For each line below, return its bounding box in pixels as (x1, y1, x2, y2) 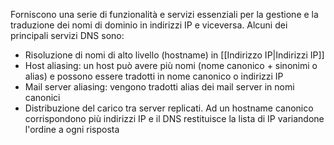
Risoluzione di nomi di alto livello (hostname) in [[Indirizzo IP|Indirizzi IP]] (24, 49, 325, 61)
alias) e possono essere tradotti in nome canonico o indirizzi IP (24, 70, 284, 82)
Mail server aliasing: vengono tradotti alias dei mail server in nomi (24, 81, 295, 93)
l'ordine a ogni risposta (24, 124, 120, 135)
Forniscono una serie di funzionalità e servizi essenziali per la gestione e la (10, 9, 319, 20)
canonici (24, 92, 61, 103)
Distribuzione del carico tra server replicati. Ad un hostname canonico (24, 102, 314, 114)
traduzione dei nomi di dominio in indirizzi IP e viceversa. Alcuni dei (10, 19, 288, 31)
